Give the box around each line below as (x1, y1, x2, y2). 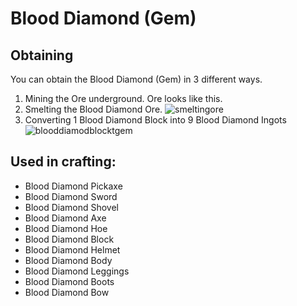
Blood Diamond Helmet (24, 243, 121, 256)
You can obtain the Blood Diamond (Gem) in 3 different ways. (10, 73, 263, 85)
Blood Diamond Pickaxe (24, 180, 123, 192)
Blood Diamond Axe (24, 212, 107, 224)
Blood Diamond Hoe (24, 222, 108, 234)
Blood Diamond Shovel (24, 201, 119, 213)
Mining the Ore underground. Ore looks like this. (24, 93, 223, 104)
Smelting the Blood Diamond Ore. (24, 103, 163, 115)
